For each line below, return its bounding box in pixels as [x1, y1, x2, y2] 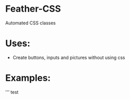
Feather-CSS [5, 3, 61, 15]
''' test [5, 89, 19, 95]
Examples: [5, 72, 51, 84]
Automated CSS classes [5, 20, 56, 26]
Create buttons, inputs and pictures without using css [12, 54, 125, 60]
